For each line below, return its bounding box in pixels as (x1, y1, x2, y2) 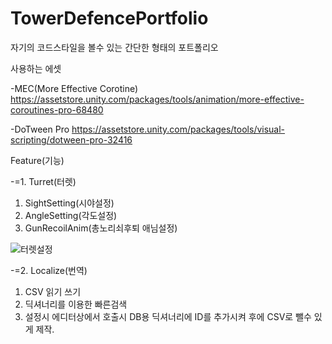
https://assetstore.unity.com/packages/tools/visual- (71, 123, 286, 135)
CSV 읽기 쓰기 (24, 285, 82, 297)
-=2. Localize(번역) (10, 264, 88, 276)
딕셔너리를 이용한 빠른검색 (24, 298, 128, 310)
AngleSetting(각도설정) (24, 209, 118, 221)
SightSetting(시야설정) (24, 197, 115, 209)
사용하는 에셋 (10, 62, 62, 74)
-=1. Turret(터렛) (10, 175, 77, 187)
